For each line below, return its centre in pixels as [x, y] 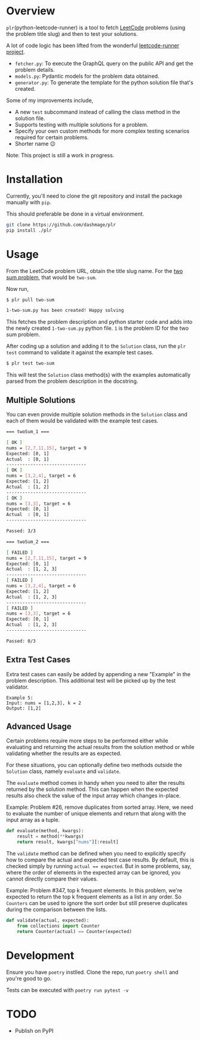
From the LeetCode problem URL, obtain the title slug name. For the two [95, 271]
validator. [18, 687]
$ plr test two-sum [30, 363]
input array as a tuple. [33, 820]
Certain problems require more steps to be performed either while [87, 741]
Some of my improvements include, [50, 100]
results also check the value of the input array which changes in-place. [93, 796]
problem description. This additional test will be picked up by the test [91, 680]
